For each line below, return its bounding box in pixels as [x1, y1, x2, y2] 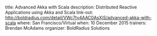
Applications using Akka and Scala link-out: [5, 9, 93, 15]
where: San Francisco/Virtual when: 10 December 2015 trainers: [17, 20, 147, 26]
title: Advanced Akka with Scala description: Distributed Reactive [5, 4, 137, 10]
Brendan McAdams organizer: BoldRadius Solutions [5, 25, 110, 31]
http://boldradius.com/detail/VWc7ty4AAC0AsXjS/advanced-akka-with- [5, 15, 152, 20]
